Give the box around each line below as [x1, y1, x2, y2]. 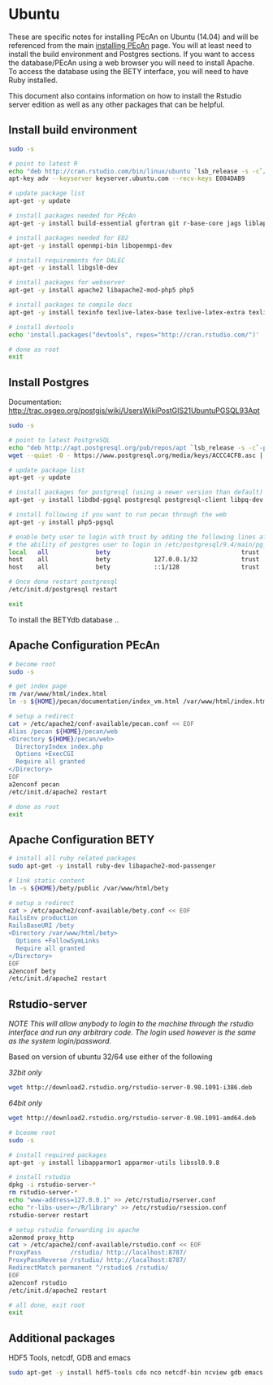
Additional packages [8, 1331, 115, 1345]
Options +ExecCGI [15, 750, 75, 758]
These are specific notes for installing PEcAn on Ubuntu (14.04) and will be [8, 32, 259, 42]
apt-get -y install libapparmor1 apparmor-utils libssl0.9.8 [8, 1159, 220, 1167]
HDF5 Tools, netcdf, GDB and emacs [8, 1353, 132, 1363]
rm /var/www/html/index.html [8, 690, 107, 698]
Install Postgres [8, 376, 89, 389]
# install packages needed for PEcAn [8, 212, 136, 220]
